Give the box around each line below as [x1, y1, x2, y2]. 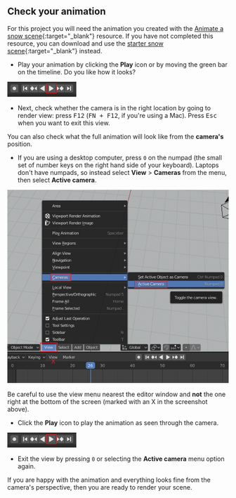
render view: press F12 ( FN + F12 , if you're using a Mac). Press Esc [17, 111, 218, 119]
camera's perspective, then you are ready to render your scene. [7, 483, 192, 491]
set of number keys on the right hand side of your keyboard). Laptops [17, 161, 219, 169]
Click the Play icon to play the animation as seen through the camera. [17, 418, 219, 427]
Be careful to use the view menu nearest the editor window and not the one [7, 390, 226, 398]
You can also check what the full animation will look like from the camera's [7, 132, 224, 140]
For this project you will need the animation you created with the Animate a [7, 24, 223, 32]
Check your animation [7, 6, 107, 18]
